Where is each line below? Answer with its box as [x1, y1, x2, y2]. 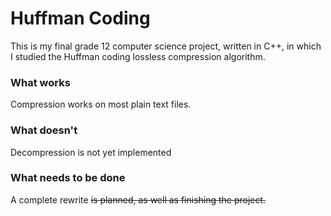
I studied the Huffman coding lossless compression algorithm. [10, 50, 266, 62]
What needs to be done [10, 171, 126, 185]
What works [10, 75, 71, 89]
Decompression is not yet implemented [10, 146, 172, 158]
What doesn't [10, 123, 78, 137]
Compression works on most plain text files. [10, 98, 192, 111]
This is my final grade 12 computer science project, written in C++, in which [10, 40, 322, 52]
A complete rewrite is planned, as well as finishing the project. [10, 193, 267, 206]
